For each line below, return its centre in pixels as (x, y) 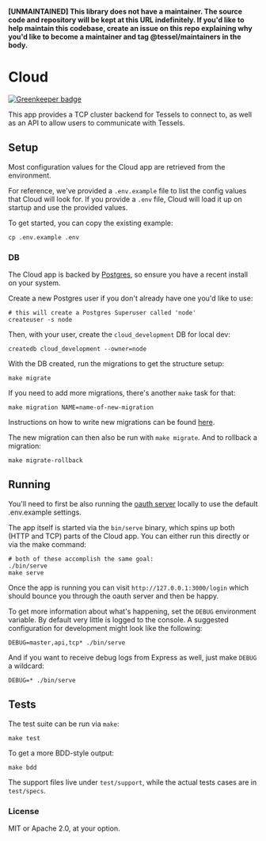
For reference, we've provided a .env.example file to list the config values (127, 190)
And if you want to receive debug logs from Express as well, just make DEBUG (133, 657)
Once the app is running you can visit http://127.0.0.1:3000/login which (129, 587)
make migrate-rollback (46, 461)
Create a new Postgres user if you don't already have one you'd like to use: (131, 298)
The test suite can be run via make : (64, 724)
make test (25, 738)
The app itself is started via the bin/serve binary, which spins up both (122, 527)
